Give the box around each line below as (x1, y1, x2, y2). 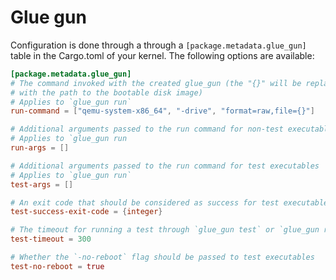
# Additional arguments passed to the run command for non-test (10, 124, 284, 135)
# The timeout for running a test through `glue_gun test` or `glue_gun (10, 225, 320, 235)
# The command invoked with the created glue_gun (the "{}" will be (10, 78, 302, 88)
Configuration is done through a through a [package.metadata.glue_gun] (10, 39, 307, 51)
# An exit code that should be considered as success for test (10, 197, 280, 208)
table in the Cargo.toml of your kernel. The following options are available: (10, 49, 315, 61)
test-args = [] (10, 179, 74, 190)
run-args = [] (10, 143, 70, 153)
